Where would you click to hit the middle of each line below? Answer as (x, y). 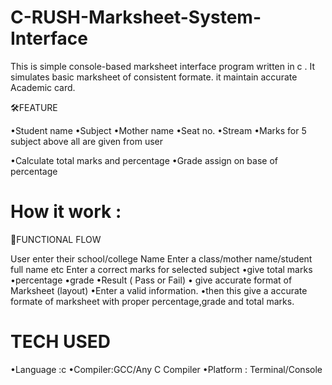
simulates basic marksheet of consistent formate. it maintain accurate (154, 77)
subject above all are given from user (86, 141)
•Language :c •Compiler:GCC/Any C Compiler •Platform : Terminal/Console (166, 369)
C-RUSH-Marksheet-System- (136, 17)
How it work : (66, 212)
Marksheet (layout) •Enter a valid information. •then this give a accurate (159, 290)
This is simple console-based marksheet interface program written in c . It (163, 66)
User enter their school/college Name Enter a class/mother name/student (161, 258)
